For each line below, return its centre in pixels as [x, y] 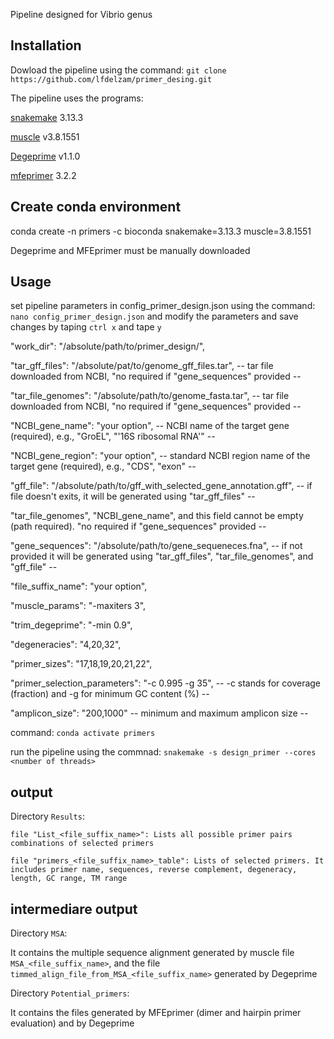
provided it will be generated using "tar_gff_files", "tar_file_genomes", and [162, 556]
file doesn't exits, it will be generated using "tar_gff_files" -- [133, 496]
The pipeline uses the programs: [77, 98]
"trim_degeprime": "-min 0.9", [71, 625]
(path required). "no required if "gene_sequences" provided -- [138, 526]
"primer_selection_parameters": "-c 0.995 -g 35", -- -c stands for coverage [166, 683]
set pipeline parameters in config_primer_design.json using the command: [163, 306]
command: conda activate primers [83, 733]
